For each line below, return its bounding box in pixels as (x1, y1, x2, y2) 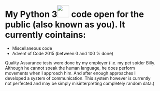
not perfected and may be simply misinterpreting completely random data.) (5, 80, 155, 86)
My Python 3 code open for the (5, 9, 144, 20)
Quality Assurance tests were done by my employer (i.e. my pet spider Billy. (5, 60, 156, 65)
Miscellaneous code (12, 45, 52, 51)
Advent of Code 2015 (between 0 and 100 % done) (12, 50, 114, 56)
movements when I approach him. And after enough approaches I (5, 70, 136, 76)
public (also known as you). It (5, 19, 125, 30)
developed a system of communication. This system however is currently (5, 75, 151, 81)
